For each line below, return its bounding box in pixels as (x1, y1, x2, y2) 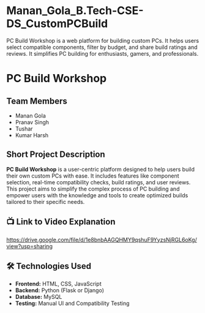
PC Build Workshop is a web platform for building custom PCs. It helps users (6, 37, 199, 44)
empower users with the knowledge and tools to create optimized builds (6, 191, 188, 199)
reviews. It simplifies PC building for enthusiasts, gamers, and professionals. (6, 50, 199, 57)
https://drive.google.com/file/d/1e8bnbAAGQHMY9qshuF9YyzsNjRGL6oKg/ (6, 236, 197, 243)
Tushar (15, 125, 33, 132)
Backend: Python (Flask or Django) (15, 287, 105, 294)
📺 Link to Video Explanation (6, 217, 116, 227)
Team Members (6, 96, 67, 106)
